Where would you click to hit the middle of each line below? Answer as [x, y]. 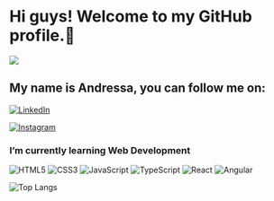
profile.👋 [42, 35]
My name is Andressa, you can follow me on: [137, 88]
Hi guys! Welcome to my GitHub [131, 17]
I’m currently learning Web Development [100, 150]
